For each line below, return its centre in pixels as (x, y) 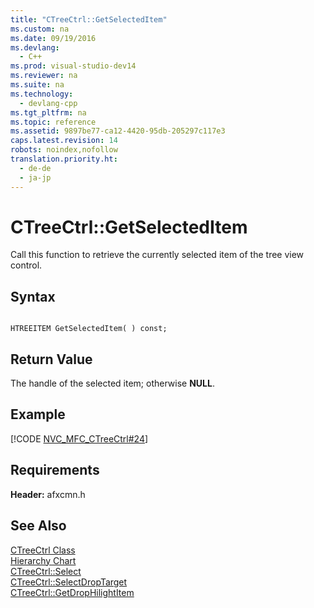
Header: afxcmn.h (48, 494)
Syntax (33, 296)
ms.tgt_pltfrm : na (48, 112)
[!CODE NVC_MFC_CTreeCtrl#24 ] (79, 438)
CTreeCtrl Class (43, 550)
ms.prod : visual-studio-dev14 (73, 66)
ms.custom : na (40, 29)
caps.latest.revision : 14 (64, 141)
